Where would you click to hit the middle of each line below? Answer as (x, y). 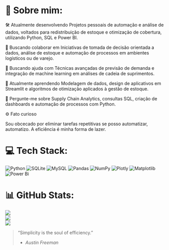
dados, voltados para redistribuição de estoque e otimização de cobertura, (83, 32)
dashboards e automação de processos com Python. (61, 104)
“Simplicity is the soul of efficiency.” (55, 232)
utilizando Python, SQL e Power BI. (42, 37)
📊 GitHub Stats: (40, 195)
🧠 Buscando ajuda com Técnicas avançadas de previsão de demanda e (80, 68)
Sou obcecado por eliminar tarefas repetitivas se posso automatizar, (77, 124)
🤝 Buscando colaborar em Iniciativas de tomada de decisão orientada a (80, 47)
